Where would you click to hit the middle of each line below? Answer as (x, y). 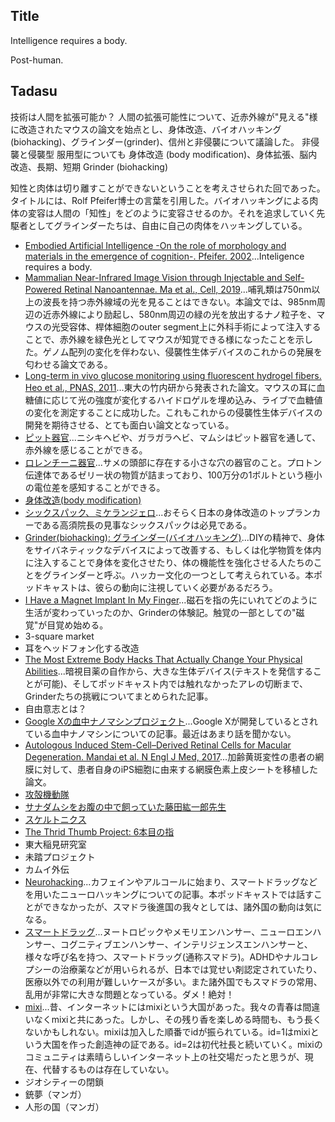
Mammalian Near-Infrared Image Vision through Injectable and (153, 277)
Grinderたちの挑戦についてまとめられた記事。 (119, 696)
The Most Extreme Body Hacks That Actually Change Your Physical (163, 659)
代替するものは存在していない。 (108, 1069)
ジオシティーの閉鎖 (64, 1081)
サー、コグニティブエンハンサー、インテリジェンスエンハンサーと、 (173, 944)
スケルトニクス (55, 819)
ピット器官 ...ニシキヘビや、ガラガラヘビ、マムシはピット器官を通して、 (173, 437)
